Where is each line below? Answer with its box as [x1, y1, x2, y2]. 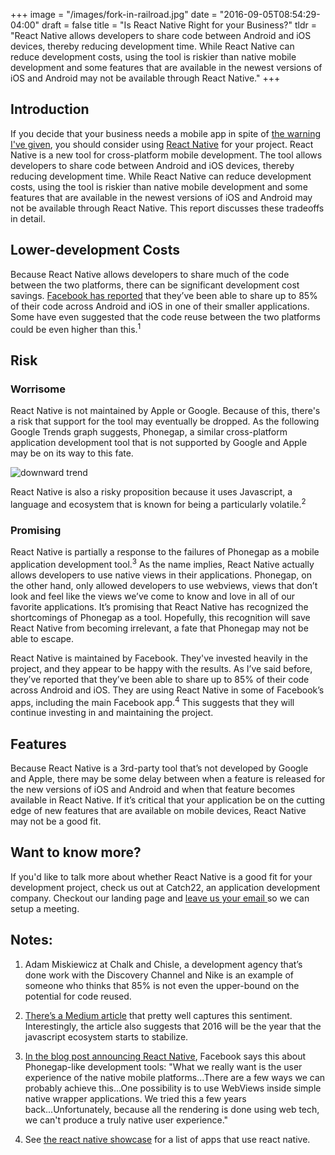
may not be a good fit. [10, 815, 102, 828]
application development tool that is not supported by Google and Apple [10, 436, 308, 448]
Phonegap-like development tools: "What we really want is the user [24, 1060, 303, 1073]
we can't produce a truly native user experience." [24, 1114, 229, 1126]
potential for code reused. [24, 990, 132, 1002]
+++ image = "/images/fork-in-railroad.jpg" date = [10, 9, 218, 20]
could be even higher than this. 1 [10, 321, 142, 335]
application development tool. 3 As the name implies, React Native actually [10, 556, 315, 570]
